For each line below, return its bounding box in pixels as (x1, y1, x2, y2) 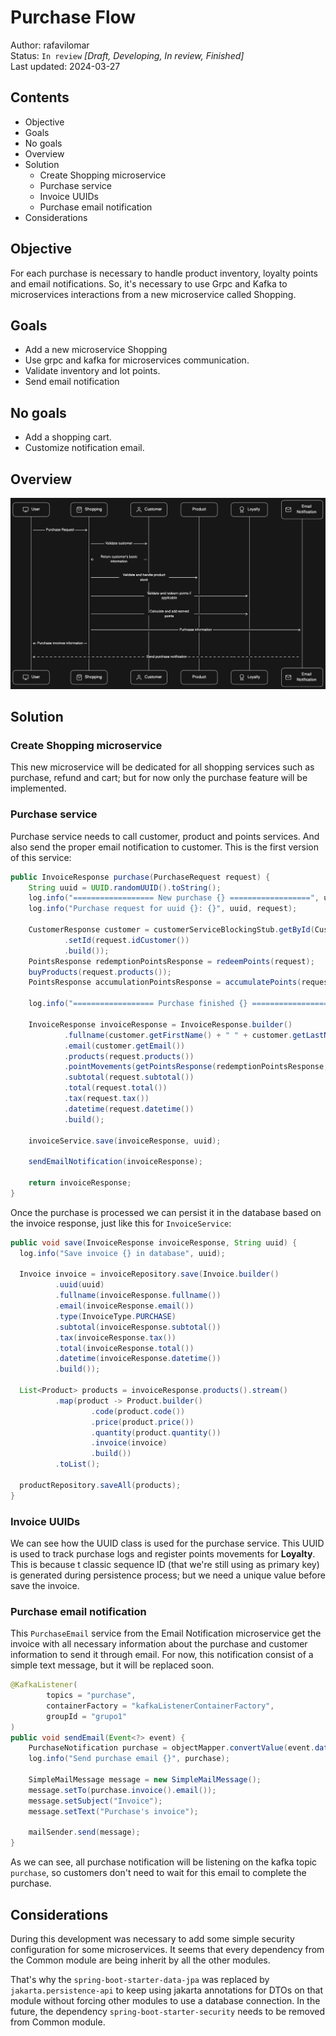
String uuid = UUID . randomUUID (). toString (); (28, 882, 222, 893)
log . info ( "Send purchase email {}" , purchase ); (28, 1754, 230, 1764)
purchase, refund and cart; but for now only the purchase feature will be (10, 772, 308, 784)
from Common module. (10, 2016, 106, 2028)
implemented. (10, 782, 67, 795)
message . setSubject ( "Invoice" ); (28, 1796, 163, 1806)
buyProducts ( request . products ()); (28, 967, 172, 977)
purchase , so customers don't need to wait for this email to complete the (10, 1867, 307, 1879)
